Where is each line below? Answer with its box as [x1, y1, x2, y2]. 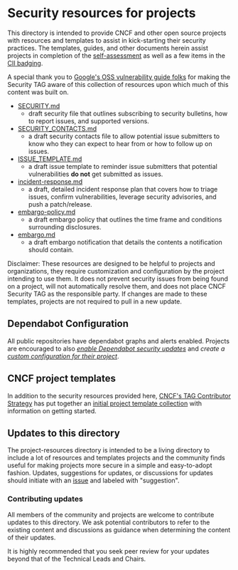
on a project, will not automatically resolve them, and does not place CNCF [7, 281, 226, 290]
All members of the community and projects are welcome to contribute [7, 510, 215, 519]
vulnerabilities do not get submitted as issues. [28, 170, 163, 178]
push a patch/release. [28, 199, 92, 208]
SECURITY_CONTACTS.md [17, 124, 97, 133]
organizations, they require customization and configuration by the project [7, 266, 225, 275]
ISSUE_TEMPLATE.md [17, 155, 82, 163]
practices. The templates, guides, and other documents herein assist [7, 43, 208, 52]
